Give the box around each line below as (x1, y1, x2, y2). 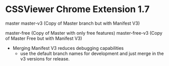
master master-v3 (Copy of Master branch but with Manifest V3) (5, 20, 140, 26)
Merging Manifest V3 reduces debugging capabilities (12, 45, 124, 51)
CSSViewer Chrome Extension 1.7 (5, 4, 150, 15)
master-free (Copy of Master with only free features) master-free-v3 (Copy (5, 30, 162, 36)
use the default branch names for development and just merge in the (20, 50, 164, 56)
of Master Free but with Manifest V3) (5, 35, 82, 41)
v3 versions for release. (20, 55, 70, 61)
